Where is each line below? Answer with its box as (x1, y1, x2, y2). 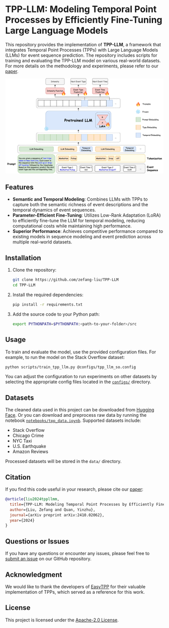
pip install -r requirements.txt (12, 302, 83, 307)
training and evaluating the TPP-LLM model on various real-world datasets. (5, 57, 161, 63)
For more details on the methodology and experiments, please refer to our (5, 63, 158, 69)
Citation (5, 473, 31, 481)
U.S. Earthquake (12, 443, 46, 450)
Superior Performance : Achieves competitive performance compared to (12, 228, 163, 234)
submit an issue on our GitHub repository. (5, 556, 92, 562)
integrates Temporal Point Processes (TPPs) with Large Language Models (5, 47, 158, 53)
